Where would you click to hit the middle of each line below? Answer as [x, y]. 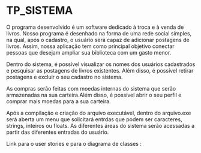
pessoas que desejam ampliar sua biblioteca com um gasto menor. [89, 52]
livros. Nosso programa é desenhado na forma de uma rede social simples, [99, 33]
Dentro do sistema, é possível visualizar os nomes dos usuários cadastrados [101, 64]
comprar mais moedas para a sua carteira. [58, 101]
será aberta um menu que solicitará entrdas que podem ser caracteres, [94, 119]
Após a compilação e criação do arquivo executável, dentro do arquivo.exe [99, 113]
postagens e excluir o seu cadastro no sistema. [64, 77]
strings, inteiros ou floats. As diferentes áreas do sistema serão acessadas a [100, 125]
